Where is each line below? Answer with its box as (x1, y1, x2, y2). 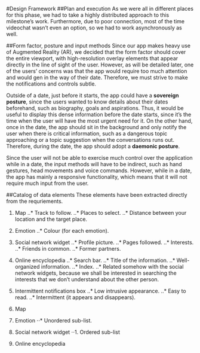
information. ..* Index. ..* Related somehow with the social (41, 263, 184, 270)
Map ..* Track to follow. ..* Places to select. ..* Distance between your (14, 209, 187, 216)
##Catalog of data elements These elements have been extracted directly (6, 191, 187, 198)
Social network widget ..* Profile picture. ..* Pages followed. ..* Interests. (14, 239, 194, 246)
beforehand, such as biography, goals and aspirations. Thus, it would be (6, 105, 184, 111)
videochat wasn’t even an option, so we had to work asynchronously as (6, 24, 182, 31)
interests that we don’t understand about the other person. (14, 276, 159, 283)
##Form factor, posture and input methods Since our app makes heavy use (6, 42, 191, 49)
